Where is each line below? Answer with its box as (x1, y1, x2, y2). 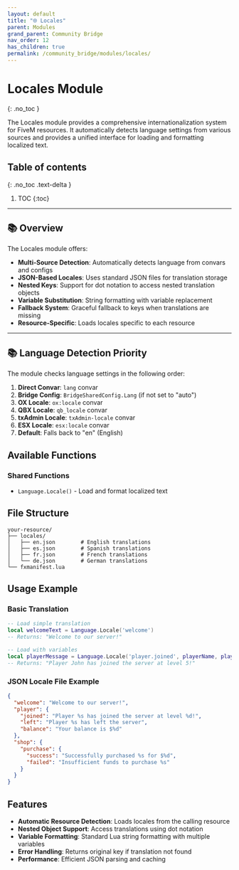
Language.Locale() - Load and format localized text (17, 487, 169, 495)
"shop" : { (14, 739, 43, 746)
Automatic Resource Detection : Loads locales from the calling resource (17, 817, 230, 826)
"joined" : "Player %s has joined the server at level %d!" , (20, 712, 202, 719)
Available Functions (7, 449, 97, 461)
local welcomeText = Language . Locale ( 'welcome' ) (7, 627, 154, 634)
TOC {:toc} (17, 193, 50, 203)
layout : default (7, 10, 55, 18)
